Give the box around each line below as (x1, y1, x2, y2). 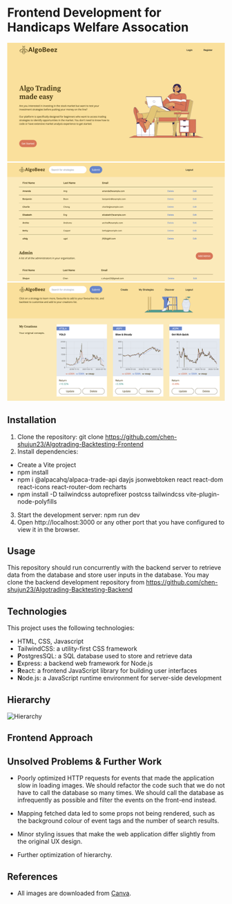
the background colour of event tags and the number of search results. (17, 816, 220, 825)
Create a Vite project (17, 460, 77, 469)
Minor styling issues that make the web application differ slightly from (17, 830, 215, 838)
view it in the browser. (17, 525, 81, 533)
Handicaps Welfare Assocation (7, 19, 189, 35)
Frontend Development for (7, 5, 162, 21)
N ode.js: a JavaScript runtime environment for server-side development (17, 674, 222, 682)
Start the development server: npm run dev (17, 511, 140, 519)
